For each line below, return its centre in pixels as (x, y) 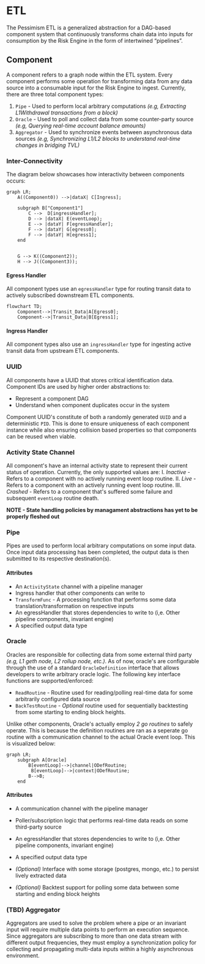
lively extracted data (41, 876)
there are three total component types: (55, 94)
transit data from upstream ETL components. (63, 351)
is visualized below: (31, 743)
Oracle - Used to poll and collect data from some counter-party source (104, 119)
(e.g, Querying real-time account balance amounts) (80, 126)
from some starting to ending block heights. (70, 712)
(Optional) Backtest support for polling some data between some (97, 887)
